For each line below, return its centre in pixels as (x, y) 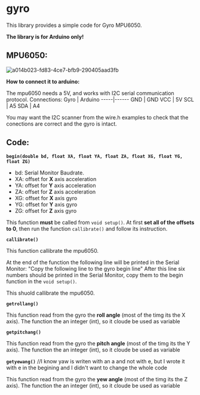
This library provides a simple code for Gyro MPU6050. (74, 25)
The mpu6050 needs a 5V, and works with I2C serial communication (90, 93)
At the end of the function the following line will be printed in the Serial (93, 262)
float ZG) (19, 161)
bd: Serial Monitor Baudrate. (50, 173)
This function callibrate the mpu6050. (53, 250)
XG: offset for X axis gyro (46, 198)
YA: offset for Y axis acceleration (55, 185)
